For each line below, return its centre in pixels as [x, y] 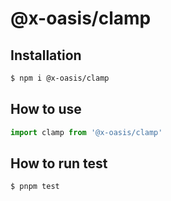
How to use [46, 109]
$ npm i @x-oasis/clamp [60, 78]
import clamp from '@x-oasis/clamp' [86, 132]
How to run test [59, 163]
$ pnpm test [35, 187]
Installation [46, 55]
